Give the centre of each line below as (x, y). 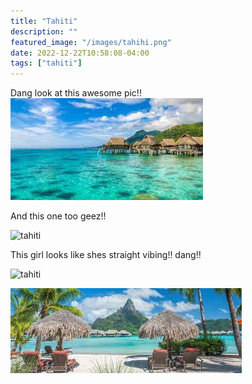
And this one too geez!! (58, 216)
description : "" (44, 31)
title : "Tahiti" (44, 21)
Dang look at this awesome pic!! (76, 93)
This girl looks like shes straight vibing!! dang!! (106, 255)
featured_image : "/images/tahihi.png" (91, 42)
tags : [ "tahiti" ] (46, 63)
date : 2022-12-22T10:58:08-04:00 (80, 53)
